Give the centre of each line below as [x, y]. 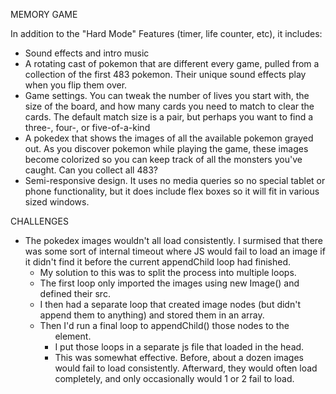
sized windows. [57, 202]
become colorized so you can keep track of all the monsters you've [163, 159]
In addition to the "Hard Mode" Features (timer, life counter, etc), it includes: [166, 33]
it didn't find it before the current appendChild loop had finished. [158, 262]
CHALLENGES [39, 221]
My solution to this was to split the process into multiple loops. [168, 272]
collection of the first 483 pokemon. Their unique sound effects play [165, 74]
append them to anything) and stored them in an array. [152, 315]
